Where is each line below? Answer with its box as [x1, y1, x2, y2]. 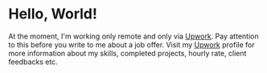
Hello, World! [8, 5, 98, 23]
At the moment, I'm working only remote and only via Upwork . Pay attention [8, 31, 259, 41]
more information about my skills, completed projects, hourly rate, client [8, 48, 247, 58]
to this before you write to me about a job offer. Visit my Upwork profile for [8, 39, 255, 49]
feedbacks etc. [8, 57, 58, 67]
